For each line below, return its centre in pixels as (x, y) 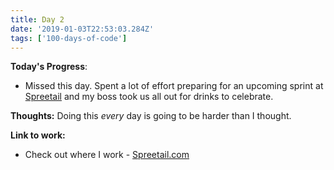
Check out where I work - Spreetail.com (107, 155)
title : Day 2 (37, 19)
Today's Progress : (49, 67)
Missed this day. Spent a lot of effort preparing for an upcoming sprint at (174, 86)
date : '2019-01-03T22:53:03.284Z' (82, 29)
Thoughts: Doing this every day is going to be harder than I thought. (151, 116)
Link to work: (38, 135)
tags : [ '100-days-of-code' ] (69, 38)
